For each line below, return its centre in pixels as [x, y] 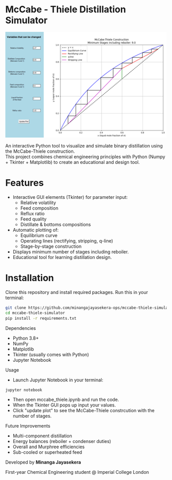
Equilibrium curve [39, 235]
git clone [16, 308]
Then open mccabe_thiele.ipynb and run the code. [66, 400]
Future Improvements [28, 426]
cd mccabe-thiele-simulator [35, 313]
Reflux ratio [33, 213]
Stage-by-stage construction [51, 246]
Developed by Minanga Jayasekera [43, 462]
